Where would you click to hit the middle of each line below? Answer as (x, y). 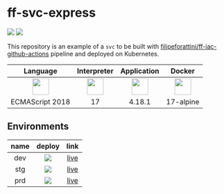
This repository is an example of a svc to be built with (83, 46)
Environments (38, 127)
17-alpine (183, 102)
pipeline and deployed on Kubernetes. (105, 54)
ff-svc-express (51, 13)
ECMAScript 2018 (41, 102)
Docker (183, 71)
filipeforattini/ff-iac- (189, 46)
